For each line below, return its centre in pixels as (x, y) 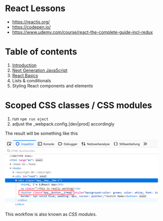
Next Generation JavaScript (40, 70)
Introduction (24, 65)
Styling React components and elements (52, 86)
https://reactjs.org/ (31, 22)
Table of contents (41, 52)
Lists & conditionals (32, 80)
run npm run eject (30, 119)
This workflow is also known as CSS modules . (51, 214)
